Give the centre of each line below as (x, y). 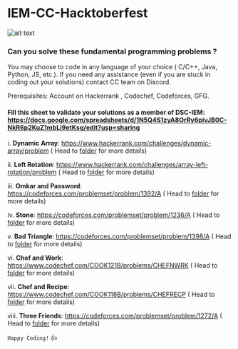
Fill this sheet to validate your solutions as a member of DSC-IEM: (106, 112)
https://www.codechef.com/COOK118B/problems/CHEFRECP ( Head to (111, 295)
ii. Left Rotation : (31, 165)
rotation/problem (32, 172)
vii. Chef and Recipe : (38, 287)
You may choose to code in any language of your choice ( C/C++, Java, (112, 67)
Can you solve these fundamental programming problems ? (112, 51)
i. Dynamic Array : (34, 143)
